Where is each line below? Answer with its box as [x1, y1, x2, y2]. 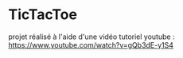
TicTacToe [8, 6, 78, 24]
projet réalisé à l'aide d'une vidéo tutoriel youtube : [8, 32, 175, 41]
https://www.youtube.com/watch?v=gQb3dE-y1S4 [8, 40, 173, 49]
